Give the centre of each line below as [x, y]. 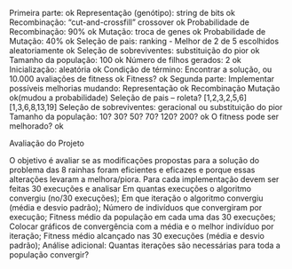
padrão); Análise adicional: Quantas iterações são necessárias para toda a [145, 245]
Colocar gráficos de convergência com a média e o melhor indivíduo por [142, 226]
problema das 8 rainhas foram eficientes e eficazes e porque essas [132, 170]
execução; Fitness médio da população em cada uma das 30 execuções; [143, 217]
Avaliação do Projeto [47, 143]
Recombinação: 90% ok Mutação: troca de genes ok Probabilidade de [138, 32]
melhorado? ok [36, 126]
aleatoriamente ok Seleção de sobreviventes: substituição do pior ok [134, 51]
